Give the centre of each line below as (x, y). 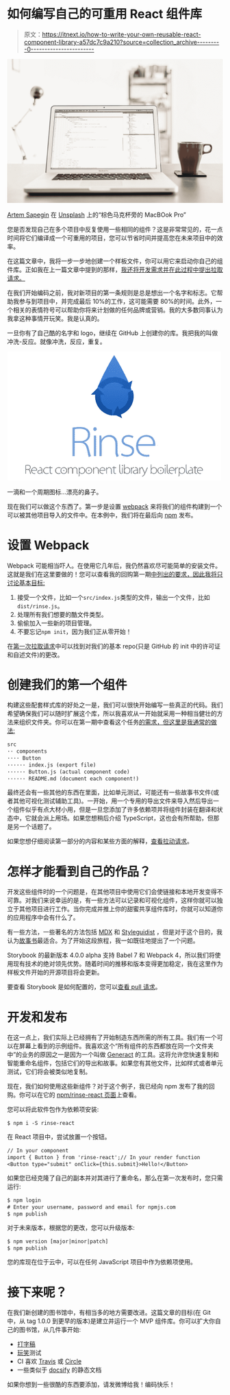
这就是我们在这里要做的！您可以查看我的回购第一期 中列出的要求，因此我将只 (115, 574)
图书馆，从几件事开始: (50, 1330)
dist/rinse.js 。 (40, 606)
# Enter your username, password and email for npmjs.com (91, 1207)
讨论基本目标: (26, 583)
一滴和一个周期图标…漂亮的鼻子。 (55, 492)
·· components (27, 751)
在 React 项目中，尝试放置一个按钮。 (59, 1137)
